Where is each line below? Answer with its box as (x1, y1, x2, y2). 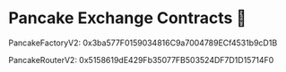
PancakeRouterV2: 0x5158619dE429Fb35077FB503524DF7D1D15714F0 (8, 54, 274, 65)
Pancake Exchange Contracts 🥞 (8, 8, 247, 28)
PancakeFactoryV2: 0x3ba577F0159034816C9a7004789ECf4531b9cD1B (8, 37, 278, 48)
